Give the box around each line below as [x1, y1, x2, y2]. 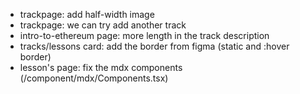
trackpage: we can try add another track [19, 19, 187, 31]
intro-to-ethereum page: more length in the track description [19, 30, 270, 41]
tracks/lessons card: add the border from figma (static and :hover [19, 40, 290, 52]
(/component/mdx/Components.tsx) [19, 72, 169, 84]
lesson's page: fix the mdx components [19, 62, 183, 73]
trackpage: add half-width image [19, 9, 155, 20]
